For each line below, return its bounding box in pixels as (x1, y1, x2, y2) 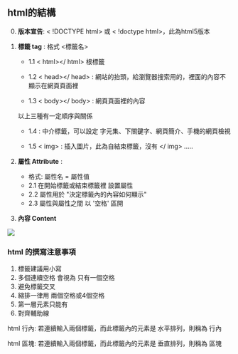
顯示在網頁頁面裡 (28, 81, 79, 90)
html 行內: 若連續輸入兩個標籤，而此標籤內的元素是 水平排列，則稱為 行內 (7, 324, 222, 333)
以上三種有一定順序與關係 (17, 111, 93, 120)
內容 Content (17, 214, 57, 222)
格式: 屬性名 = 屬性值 (28, 172, 90, 180)
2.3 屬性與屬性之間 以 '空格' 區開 (28, 199, 124, 207)
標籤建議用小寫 (17, 264, 62, 273)
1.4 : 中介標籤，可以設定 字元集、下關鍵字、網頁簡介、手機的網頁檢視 (28, 127, 231, 135)
